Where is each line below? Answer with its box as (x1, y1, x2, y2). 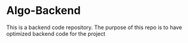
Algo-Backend (6, 4, 81, 18)
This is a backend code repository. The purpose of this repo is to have (6, 24, 183, 31)
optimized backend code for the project (6, 30, 106, 37)
